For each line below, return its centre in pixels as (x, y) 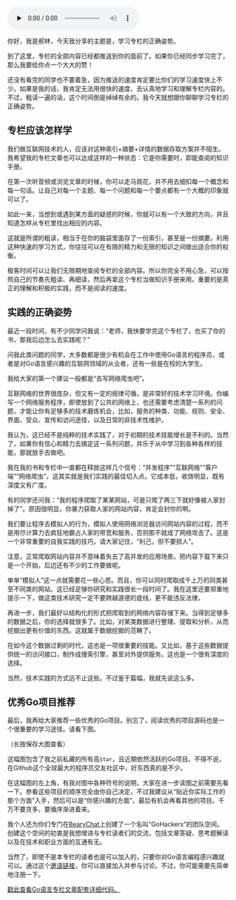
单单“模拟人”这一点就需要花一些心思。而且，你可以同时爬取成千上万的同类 (115, 580)
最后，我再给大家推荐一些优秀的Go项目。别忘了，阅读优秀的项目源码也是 (113, 720)
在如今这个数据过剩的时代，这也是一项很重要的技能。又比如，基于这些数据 (115, 645)
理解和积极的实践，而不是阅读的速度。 (75, 288)
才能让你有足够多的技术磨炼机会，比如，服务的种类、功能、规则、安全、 (124, 411)
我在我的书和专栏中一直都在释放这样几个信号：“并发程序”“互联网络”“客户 (112, 467)
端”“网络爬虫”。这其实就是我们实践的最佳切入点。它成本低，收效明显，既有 (116, 476)
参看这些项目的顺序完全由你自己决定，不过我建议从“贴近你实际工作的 (126, 791)
